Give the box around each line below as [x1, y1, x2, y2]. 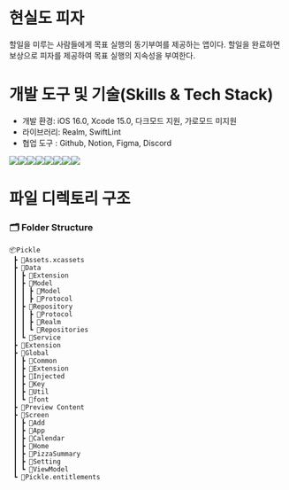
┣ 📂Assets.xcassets [12, 256, 86, 265]
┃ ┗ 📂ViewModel [12, 465, 69, 474]
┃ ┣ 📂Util [12, 387, 49, 397]
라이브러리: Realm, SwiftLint [21, 126, 122, 137]
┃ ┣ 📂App [12, 426, 46, 435]
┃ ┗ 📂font [12, 395, 49, 404]
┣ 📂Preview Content [12, 403, 86, 412]
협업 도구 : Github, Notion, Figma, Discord [21, 137, 172, 148]
